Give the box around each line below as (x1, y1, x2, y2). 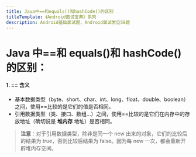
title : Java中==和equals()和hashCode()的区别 (6, 8, 114, 15)
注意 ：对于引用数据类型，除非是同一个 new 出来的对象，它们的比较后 (20, 130, 188, 137)
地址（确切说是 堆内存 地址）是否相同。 (19, 117, 115, 124)
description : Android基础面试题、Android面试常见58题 (6, 19, 130, 25)
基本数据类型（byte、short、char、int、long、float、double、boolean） (14, 96, 189, 103)
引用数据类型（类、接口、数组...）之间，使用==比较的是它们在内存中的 (14, 110, 185, 117)
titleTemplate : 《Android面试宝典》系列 (6, 14, 97, 20)
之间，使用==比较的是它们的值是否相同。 (14, 103, 114, 110)
